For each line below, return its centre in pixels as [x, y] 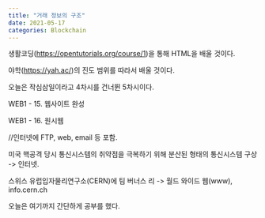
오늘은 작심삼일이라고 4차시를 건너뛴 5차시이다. [81, 87]
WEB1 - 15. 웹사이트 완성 [47, 104]
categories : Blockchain [47, 30]
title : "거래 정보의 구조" [47, 15]
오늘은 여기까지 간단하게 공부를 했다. [64, 206]
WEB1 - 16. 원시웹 [36, 121]
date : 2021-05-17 [37, 23]
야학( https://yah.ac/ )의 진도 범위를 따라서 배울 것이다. [92, 70]
